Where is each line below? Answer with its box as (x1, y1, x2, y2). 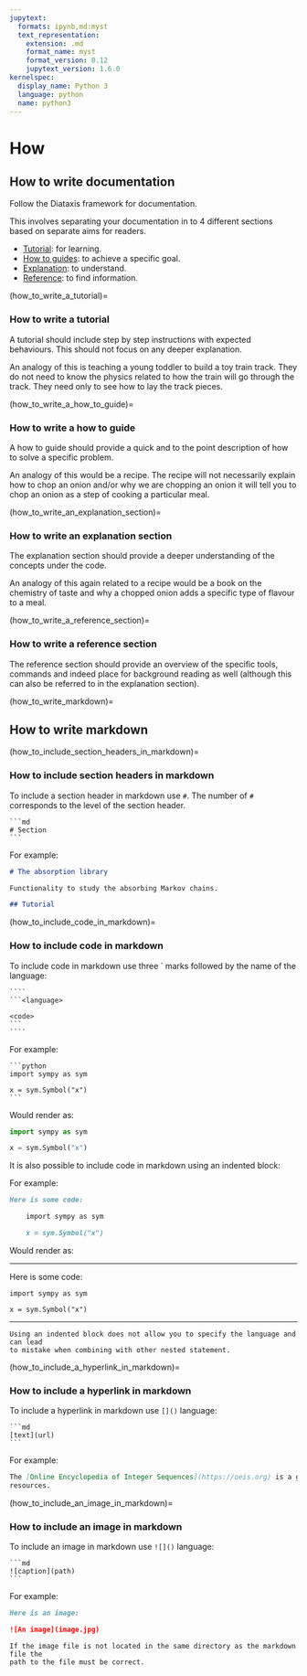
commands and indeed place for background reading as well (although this (9, 668, 292, 679)
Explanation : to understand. (22, 262, 127, 274)
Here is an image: (9, 1608, 79, 1618)
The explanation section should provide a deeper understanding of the (9, 550, 276, 561)
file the (9, 1649, 43, 1660)
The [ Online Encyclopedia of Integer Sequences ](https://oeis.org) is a (9, 1473, 292, 1482)
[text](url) (9, 1431, 55, 1440)
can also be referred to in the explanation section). (9, 678, 199, 689)
